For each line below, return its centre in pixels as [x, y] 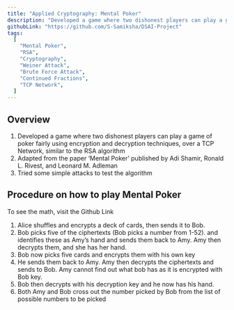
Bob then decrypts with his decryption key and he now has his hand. [116, 284]
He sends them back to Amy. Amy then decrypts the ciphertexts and [115, 262]
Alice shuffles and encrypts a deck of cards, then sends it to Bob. [111, 225]
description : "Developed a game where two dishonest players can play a [115, 20]
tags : [15, 33]
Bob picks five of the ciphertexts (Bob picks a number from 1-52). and [117, 232]
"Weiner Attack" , [45, 65]
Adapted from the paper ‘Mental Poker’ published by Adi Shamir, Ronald [120, 158]
